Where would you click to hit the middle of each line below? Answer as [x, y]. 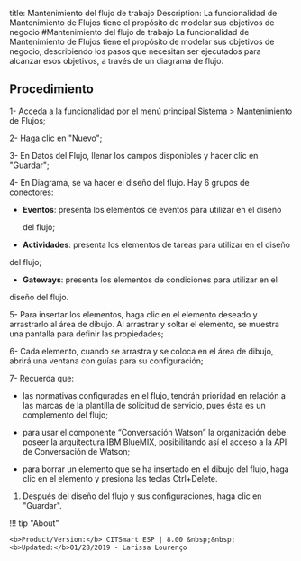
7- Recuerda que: [42, 378]
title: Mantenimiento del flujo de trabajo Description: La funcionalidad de [143, 13]
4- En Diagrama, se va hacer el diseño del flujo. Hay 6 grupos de [129, 182]
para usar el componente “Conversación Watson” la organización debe [154, 432]
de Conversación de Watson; [76, 451]
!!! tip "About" [34, 523]
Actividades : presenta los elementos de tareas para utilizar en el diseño [156, 244]
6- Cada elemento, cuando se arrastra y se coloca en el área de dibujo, [141, 351]
